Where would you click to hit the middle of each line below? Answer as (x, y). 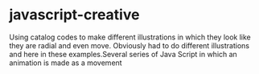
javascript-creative (74, 15)
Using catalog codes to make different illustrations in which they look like (130, 37)
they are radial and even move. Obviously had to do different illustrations (129, 45)
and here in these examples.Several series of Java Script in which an (123, 54)
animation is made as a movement (66, 63)
